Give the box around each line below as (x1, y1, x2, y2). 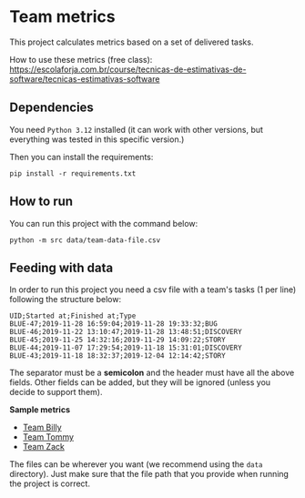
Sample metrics (9, 404, 71, 415)
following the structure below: (9, 294, 121, 305)
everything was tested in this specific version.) (9, 134, 185, 145)
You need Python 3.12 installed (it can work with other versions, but (9, 124, 264, 135)
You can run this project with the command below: (9, 218, 198, 229)
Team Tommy (22, 432, 75, 442)
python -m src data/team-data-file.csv (9, 235, 161, 245)
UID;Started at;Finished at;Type (9, 311, 137, 320)
